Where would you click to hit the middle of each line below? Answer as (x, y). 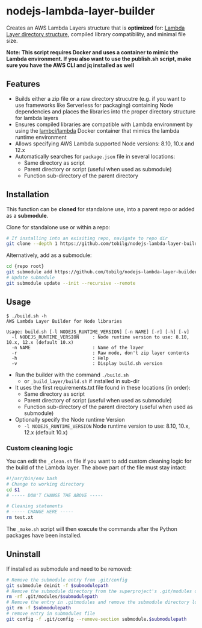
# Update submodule (31, 278)
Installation (28, 195)
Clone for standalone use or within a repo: (58, 227)
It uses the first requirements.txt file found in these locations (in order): (103, 387)
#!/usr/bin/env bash (32, 478)
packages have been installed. (44, 536)
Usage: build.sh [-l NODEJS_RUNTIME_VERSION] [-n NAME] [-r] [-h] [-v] (98, 332)
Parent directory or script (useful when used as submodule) (98, 169)
